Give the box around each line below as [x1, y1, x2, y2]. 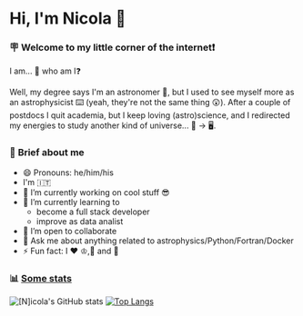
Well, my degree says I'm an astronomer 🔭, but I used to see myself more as [9, 86, 295, 98]
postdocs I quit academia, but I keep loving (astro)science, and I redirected [9, 110, 291, 121]
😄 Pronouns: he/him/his [22, 167, 114, 178]
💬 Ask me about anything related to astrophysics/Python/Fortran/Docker [22, 235, 294, 246]
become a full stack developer [35, 206, 150, 217]
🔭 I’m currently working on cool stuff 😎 [22, 186, 170, 198]
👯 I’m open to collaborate [22, 225, 117, 236]
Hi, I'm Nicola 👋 [9, 8, 126, 29]
